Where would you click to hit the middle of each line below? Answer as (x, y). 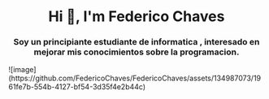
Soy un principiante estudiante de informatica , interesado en (137, 42)
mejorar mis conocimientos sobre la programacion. (137, 52)
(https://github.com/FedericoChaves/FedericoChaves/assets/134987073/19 (135, 78)
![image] (22, 70)
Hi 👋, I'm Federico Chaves (137, 17)
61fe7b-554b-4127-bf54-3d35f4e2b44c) (77, 87)
